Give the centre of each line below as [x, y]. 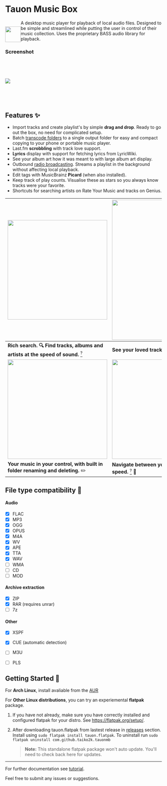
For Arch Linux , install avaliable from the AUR [52, 690]
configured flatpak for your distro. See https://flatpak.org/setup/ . [79, 720]
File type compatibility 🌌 [43, 490]
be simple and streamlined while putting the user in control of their [89, 28]
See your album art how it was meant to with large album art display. [83, 159]
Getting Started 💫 [33, 678]
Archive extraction [25, 587]
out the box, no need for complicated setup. [57, 132]
